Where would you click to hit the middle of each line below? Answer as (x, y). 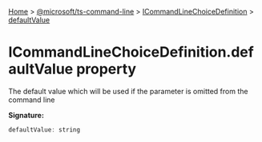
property (106, 69)
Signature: (26, 115)
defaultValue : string (44, 130)
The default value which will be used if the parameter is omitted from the (128, 91)
